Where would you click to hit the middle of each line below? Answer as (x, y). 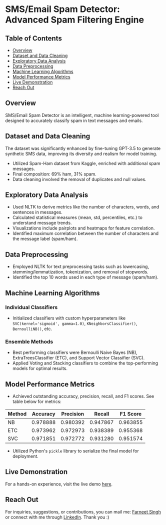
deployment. (25, 456)
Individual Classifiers (31, 307)
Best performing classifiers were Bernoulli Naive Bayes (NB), (75, 352)
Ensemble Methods (29, 341)
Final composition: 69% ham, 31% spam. (54, 174)
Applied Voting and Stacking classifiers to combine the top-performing (85, 363)
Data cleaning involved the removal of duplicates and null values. (79, 179)
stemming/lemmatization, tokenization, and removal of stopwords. (80, 272)
